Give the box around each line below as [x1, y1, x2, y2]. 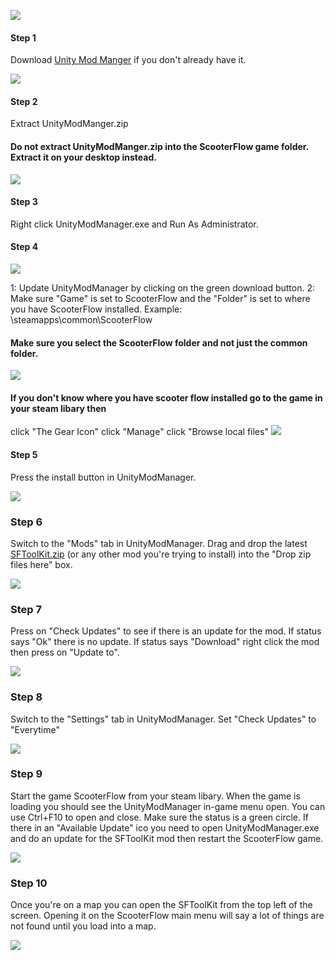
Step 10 [10, 876, 48, 890]
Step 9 [10, 767, 43, 781]
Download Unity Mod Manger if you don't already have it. [10, 54, 247, 66]
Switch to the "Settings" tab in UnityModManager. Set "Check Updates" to [10, 713, 317, 725]
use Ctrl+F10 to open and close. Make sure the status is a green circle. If [10, 811, 309, 823]
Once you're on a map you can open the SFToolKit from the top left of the [10, 899, 313, 911]
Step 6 [10, 515, 43, 529]
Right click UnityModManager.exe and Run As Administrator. [10, 218, 259, 230]
